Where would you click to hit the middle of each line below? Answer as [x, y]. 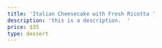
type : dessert [28, 34]
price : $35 [23, 27]
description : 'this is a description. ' [69, 20]
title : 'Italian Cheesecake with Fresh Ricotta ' [82, 14]
